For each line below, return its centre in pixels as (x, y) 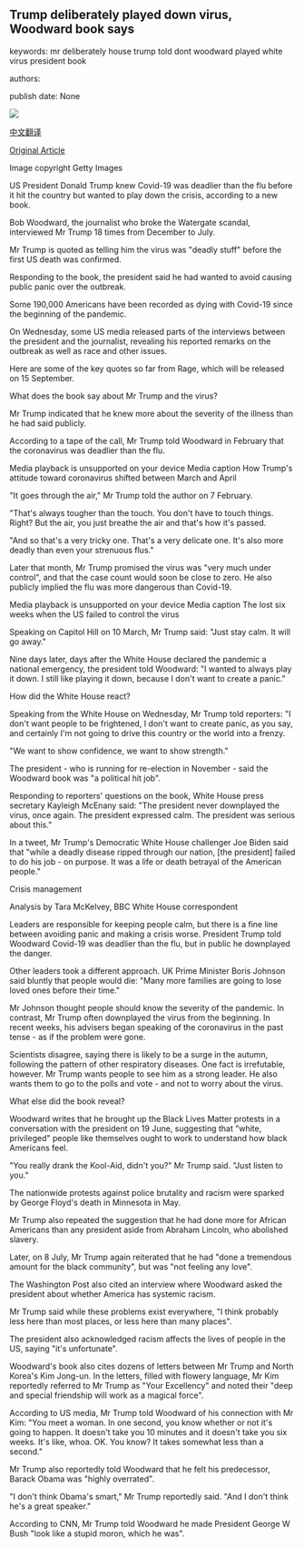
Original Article (37, 150)
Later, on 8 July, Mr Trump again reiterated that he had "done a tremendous (151, 1257)
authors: (25, 78)
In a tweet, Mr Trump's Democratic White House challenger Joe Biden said (149, 842)
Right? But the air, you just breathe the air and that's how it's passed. (138, 522)
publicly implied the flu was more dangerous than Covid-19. (121, 587)
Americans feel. (39, 1148)
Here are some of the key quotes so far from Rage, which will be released (147, 369)
